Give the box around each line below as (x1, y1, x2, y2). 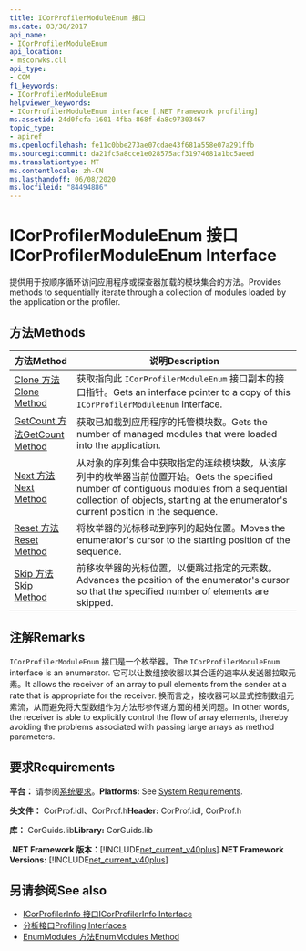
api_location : (9, 47, 64, 57)
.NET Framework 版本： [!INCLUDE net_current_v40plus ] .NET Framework (9, 843, 284, 854)
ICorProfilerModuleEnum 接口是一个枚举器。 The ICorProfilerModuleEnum (9, 655, 280, 666)
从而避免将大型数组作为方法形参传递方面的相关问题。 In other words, (33, 701, 290, 712)
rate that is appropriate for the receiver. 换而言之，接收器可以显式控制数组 (9, 690, 287, 701)
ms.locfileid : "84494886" (9, 183, 107, 193)
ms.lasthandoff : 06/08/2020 (9, 174, 117, 183)
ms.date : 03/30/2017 (9, 22, 88, 31)
